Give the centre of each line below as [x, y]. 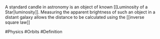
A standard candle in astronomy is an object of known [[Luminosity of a [76, 7]
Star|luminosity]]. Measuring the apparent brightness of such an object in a [80, 12]
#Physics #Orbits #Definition [34, 32]
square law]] [18, 22]
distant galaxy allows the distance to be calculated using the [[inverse [75, 17]
